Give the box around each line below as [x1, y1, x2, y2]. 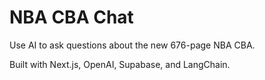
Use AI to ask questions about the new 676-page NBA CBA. [9, 39, 256, 51]
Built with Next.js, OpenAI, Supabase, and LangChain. [9, 58, 231, 70]
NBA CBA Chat [9, 6, 134, 29]
